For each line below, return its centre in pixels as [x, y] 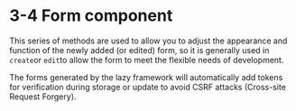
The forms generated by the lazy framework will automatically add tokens [146, 77]
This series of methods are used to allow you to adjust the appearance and [148, 41]
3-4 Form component [91, 16]
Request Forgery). [43, 97]
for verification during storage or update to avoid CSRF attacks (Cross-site [148, 87]
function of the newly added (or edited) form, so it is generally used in [139, 50]
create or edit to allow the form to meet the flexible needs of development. [147, 60]
